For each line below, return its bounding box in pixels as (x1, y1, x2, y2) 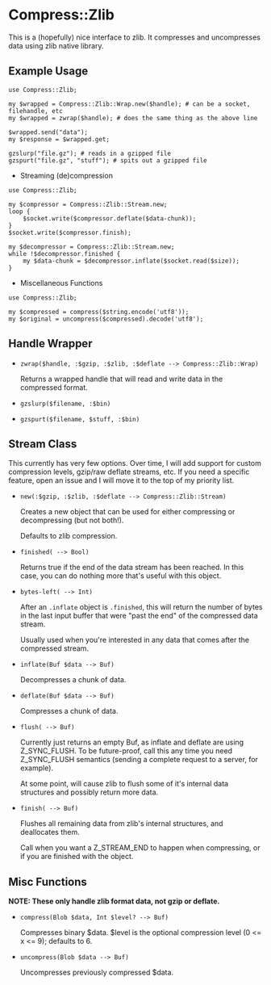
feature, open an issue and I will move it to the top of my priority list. (8, 476, 235, 485)
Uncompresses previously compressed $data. (19, 967, 174, 978)
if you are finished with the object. (19, 852, 134, 861)
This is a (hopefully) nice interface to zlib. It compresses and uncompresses (8, 32, 261, 42)
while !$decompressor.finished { (8, 249, 121, 258)
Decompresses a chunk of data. (19, 675, 127, 685)
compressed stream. (19, 643, 90, 653)
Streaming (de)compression (19, 170, 113, 180)
